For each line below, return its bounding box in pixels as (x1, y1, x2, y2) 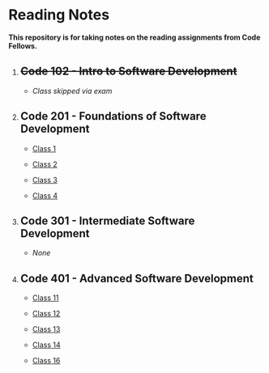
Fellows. (8, 40, 38, 50)
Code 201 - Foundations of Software (19, 109, 207, 123)
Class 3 (32, 175, 58, 184)
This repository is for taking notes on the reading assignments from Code (8, 32, 261, 42)
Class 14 (32, 340, 61, 350)
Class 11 (32, 293, 59, 303)
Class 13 (32, 324, 61, 334)
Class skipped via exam (32, 86, 113, 95)
